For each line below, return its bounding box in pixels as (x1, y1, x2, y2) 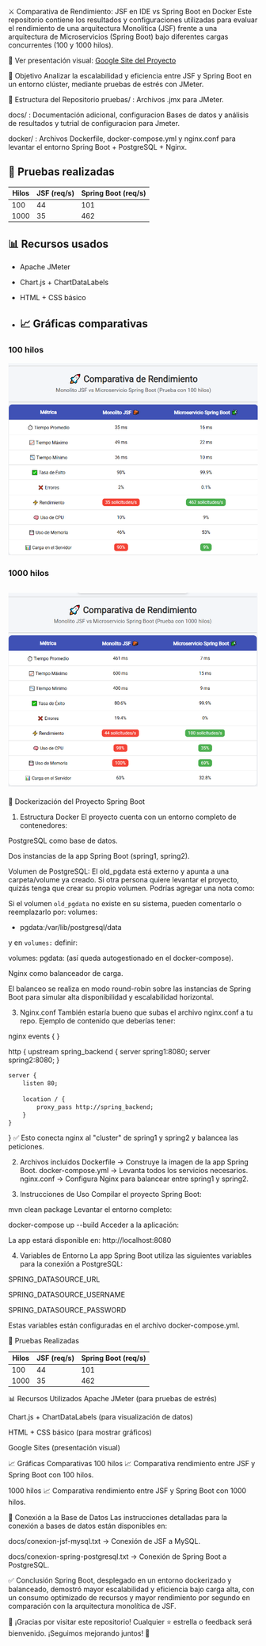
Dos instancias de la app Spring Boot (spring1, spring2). (8, 851, 190, 860)
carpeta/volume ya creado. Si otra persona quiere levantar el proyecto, (8, 874, 240, 884)
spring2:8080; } (8, 1055, 60, 1065)
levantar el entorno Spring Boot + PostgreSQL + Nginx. (8, 143, 188, 151)
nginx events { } (8, 1031, 60, 1041)
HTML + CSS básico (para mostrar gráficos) (8, 1427, 152, 1437)
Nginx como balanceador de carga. (8, 968, 123, 977)
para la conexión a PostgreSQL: (19, 1259, 123, 1268)
